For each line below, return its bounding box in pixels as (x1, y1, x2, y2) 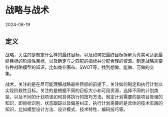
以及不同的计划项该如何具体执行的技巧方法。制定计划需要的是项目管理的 (13, 93, 163, 99)
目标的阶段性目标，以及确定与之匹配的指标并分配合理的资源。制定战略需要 (9, 58, 163, 64)
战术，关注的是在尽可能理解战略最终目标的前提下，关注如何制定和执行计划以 (5, 81, 163, 87)
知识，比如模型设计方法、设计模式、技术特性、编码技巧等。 (5, 106, 128, 112)
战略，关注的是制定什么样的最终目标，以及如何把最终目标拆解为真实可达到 (5, 51, 158, 58)
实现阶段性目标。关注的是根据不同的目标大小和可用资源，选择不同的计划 (5, 87, 154, 93)
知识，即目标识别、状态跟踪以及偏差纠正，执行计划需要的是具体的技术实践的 (5, 100, 163, 106)
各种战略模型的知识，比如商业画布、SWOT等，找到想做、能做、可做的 (5, 64, 150, 70)
